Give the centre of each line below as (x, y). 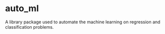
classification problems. (29, 27)
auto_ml (22, 8)
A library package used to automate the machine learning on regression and (83, 22)
